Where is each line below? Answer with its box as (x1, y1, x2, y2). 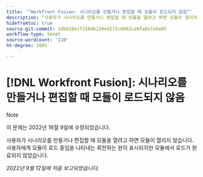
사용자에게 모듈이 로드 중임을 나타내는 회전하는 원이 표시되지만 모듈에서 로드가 (6, 144, 191, 151)
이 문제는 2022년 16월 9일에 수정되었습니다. (6, 123, 111, 130)
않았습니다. (22, 152, 49, 159)
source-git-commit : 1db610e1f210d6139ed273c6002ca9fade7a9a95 (6, 25, 167, 32)
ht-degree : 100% (6, 43, 47, 49)
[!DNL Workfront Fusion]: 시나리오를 (6, 76, 187, 89)
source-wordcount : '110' (6, 37, 69, 43)
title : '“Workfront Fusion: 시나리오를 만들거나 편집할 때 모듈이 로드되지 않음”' (6, 8, 193, 15)
